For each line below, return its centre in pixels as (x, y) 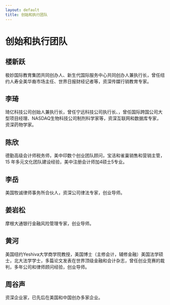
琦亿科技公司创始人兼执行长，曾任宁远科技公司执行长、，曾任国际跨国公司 (82, 112)
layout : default (22, 10)
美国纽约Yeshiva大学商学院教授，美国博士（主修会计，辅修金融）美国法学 (82, 254)
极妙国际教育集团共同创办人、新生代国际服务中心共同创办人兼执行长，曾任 (83, 75)
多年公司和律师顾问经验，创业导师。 (52, 267)
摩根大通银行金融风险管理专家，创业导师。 (50, 223)
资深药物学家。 (21, 125)
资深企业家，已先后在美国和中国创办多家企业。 (54, 297)
